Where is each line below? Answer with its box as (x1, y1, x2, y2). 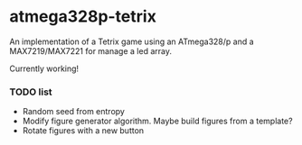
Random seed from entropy (22, 106, 125, 117)
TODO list (9, 86, 52, 98)
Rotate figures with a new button (22, 125, 145, 136)
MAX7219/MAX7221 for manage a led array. (9, 45, 172, 56)
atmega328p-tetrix (9, 6, 156, 27)
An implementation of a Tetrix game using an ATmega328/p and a (9, 36, 255, 47)
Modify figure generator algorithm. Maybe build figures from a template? (22, 115, 293, 127)
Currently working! (9, 63, 80, 74)
